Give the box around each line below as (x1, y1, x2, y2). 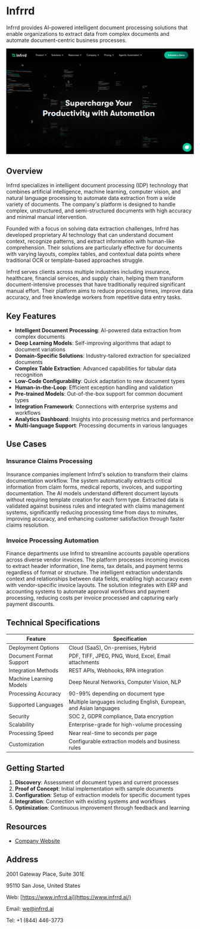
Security (8, 713, 30, 720)
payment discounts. (6, 601, 55, 608)
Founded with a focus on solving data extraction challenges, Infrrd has (6, 225, 180, 232)
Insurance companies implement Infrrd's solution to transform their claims (6, 470, 188, 478)
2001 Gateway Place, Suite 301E (6, 870, 85, 878)
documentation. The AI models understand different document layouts (6, 489, 179, 496)
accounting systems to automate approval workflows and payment (6, 588, 170, 595)
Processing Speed (8, 729, 54, 736)
